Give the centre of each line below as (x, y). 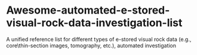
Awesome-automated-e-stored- (88, 10)
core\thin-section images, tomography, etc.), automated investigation (91, 46)
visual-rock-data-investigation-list (94, 23)
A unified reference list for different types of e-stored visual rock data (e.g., (99, 39)
